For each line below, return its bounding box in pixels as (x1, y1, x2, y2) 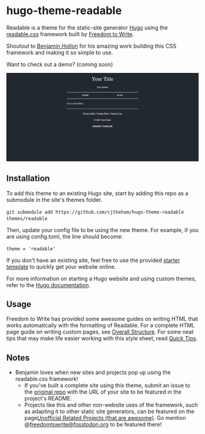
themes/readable (6, 215, 48, 222)
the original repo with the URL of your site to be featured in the (24, 388, 182, 395)
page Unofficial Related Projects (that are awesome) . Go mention (24, 414, 186, 422)
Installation (6, 173, 50, 184)
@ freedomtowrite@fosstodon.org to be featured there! (24, 421, 162, 428)
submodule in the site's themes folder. (6, 196, 103, 203)
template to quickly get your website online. (6, 263, 117, 270)
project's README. (24, 395, 72, 402)
